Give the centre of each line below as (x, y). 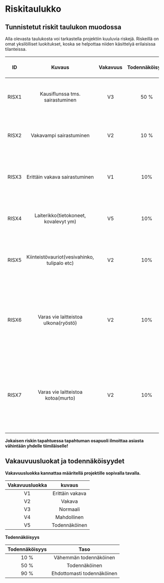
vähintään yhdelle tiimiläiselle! (37, 446)
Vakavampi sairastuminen (60, 135)
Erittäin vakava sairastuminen (60, 177)
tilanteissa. (16, 49)
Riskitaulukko (33, 9)
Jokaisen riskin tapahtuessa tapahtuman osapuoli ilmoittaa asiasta (74, 441)
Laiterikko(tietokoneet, (60, 215)
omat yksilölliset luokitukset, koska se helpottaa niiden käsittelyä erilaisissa (80, 44)
